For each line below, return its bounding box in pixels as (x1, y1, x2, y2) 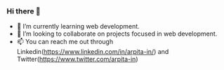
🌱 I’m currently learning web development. (16, 22, 140, 31)
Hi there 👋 (6, 6, 41, 16)
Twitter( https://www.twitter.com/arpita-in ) (16, 55, 138, 64)
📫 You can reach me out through (16, 38, 114, 46)
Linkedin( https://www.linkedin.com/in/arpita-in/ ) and (16, 48, 169, 56)
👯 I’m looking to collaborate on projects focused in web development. (16, 29, 218, 38)
